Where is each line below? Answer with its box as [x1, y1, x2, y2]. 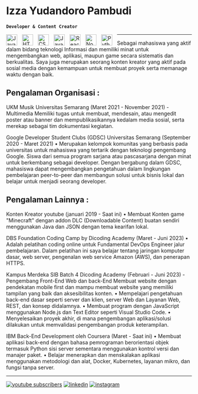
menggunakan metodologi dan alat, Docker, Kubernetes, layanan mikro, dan [6, 357, 190, 365]
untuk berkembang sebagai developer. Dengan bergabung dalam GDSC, [6, 159, 182, 166]
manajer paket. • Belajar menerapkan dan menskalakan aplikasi [6, 351, 160, 358]
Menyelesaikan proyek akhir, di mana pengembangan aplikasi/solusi [6, 314, 171, 322]
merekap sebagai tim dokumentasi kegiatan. [6, 122, 114, 129]
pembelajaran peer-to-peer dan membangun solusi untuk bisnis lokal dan [6, 171, 184, 178]
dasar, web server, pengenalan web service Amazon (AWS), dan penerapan [6, 253, 190, 260]
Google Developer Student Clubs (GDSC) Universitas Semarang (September [6, 134, 191, 141]
